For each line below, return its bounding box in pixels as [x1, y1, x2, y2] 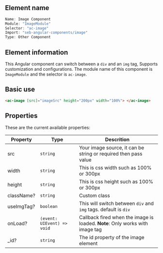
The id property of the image [79, 234, 145, 240]
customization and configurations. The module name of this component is [5, 66, 153, 72]
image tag [79, 226, 102, 233]
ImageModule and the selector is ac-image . [5, 71, 87, 77]
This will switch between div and [79, 200, 154, 206]
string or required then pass [79, 150, 143, 157]
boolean [40, 204, 58, 209]
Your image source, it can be [79, 144, 145, 151]
